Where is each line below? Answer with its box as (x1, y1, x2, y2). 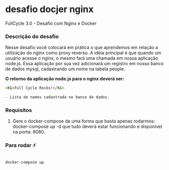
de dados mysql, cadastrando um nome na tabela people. (5, 66, 125, 72)
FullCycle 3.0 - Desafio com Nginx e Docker (5, 20, 97, 26)
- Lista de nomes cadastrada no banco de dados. (5, 95, 110, 100)
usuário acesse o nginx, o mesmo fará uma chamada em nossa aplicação (5, 55, 158, 61)
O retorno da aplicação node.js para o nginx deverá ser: (5, 76, 124, 82)
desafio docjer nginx (5, 4, 94, 15)
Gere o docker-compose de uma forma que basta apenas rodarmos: (12, 118, 155, 124)
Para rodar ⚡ (5, 142, 36, 149)
